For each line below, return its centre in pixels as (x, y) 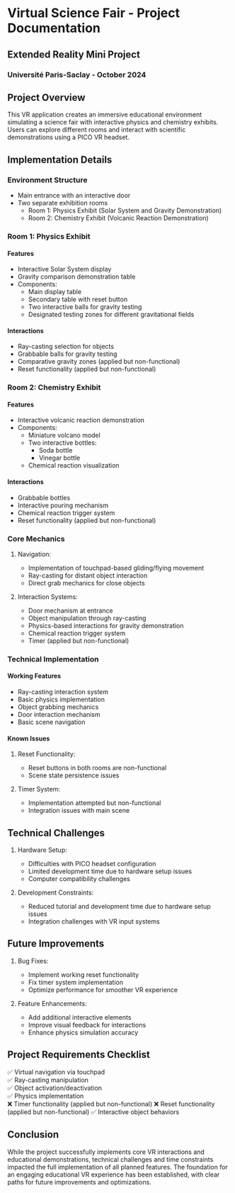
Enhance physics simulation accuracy (83, 1032)
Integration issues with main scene (79, 811)
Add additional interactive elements (80, 1017)
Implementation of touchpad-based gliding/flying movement (116, 568)
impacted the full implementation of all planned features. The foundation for (118, 1167)
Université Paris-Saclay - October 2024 (77, 75)
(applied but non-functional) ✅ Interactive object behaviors (93, 1112)
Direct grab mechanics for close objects (86, 583)
